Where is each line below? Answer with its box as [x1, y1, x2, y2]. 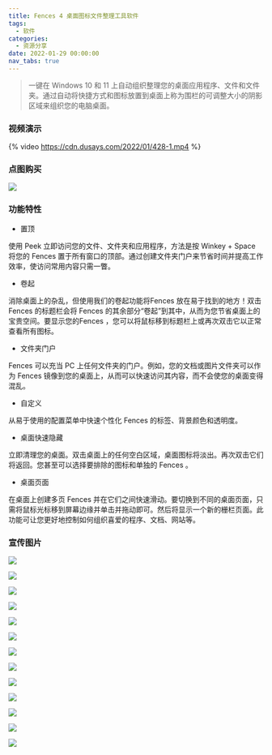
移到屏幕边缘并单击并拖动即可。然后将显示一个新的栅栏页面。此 [50, 504, 264, 514]
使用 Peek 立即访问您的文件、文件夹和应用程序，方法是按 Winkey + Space [8, 241, 257, 251]
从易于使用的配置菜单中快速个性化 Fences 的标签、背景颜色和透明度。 [8, 415, 243, 425]
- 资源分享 [15, 42, 48, 50]
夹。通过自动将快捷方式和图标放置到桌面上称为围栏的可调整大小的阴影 [28, 90, 263, 100]
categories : [8, 34, 49, 43]
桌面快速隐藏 [19, 432, 63, 442]
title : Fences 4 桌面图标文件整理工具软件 [8, 11, 139, 20]
